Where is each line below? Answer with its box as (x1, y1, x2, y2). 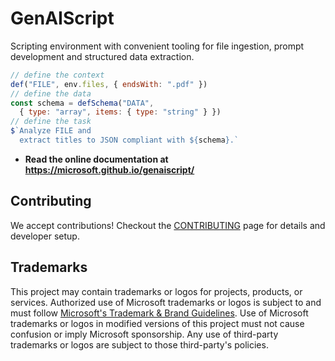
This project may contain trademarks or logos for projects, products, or (10, 285, 303, 297)
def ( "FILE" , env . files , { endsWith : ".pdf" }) (10, 79, 208, 89)
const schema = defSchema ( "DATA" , (10, 98, 155, 108)
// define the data (10, 88, 92, 99)
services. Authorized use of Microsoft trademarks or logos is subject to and (10, 296, 322, 308)
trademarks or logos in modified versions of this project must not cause (10, 317, 305, 329)
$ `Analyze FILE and (10, 126, 92, 136)
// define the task (10, 117, 92, 127)
